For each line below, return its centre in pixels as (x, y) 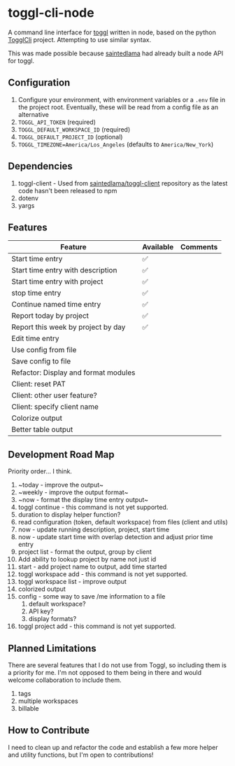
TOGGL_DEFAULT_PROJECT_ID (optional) (70, 137)
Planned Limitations (52, 648)
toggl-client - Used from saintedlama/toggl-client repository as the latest (123, 183)
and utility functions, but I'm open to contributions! (81, 755)
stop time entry (36, 293)
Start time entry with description (64, 270)
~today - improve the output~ (61, 485)
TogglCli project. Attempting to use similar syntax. (80, 39)
